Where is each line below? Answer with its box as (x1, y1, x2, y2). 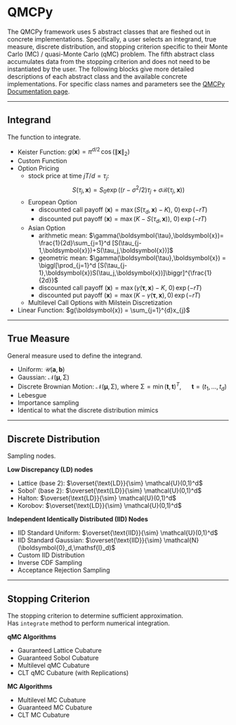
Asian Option (27, 224, 66, 233)
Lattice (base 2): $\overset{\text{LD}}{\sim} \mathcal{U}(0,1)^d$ (17, 479, 203, 488)
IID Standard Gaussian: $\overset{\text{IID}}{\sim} (17, 536, 163, 544)
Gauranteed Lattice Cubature (17, 646, 102, 654)
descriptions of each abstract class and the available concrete (7, 72, 188, 81)
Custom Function (17, 157, 67, 165)
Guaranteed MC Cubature (17, 703, 93, 712)
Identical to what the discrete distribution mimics (17, 406, 159, 414)
